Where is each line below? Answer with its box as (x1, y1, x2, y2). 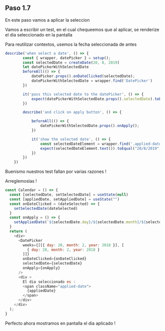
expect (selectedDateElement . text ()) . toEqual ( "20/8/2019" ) (40, 146, 162, 151)
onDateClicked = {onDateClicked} (23, 256, 87, 262)
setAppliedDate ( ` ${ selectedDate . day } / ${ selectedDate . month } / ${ (14, 220, 146, 225)
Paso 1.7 (5, 4, 31, 12)
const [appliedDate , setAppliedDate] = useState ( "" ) (9, 197, 120, 201)
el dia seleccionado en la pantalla (5, 32, 73, 37)
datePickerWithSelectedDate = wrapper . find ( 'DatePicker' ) (31, 78, 153, 83)
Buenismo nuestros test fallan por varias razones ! (5, 168, 107, 174)
